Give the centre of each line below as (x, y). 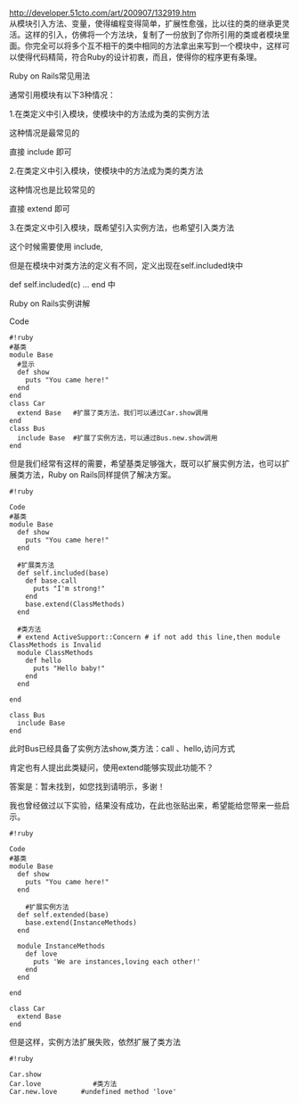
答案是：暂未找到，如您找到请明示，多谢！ (87, 786)
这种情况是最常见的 (44, 133)
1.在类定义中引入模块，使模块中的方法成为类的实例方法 (109, 114)
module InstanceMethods (61, 946)
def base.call (51, 581)
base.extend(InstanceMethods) (81, 923)
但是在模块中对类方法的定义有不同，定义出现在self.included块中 (126, 265)
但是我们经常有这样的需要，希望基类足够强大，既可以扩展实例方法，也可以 (145, 464)
